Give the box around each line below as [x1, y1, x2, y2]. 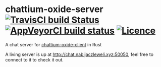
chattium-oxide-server [5, 4, 103, 15]
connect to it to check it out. [5, 56, 64, 62]
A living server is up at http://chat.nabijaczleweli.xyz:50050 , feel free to [5, 51, 154, 57]
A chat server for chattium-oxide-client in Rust [5, 41, 102, 47]
